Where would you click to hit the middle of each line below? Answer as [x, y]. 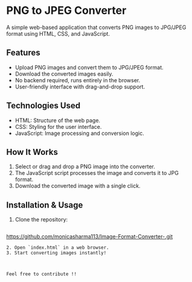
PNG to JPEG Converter [66, 11]
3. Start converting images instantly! [56, 253]
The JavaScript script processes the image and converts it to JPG [97, 173]
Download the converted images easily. [64, 74]
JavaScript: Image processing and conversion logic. [80, 133]
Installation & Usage [45, 205]
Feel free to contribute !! [42, 274]
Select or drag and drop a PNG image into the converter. [85, 166]
